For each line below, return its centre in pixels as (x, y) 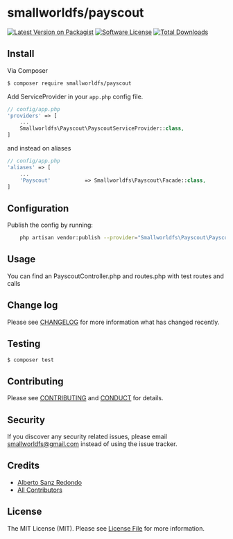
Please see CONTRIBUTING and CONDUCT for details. (85, 398)
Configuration (38, 208)
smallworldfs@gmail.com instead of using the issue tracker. (92, 444)
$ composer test (31, 360)
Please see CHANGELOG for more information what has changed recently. (113, 322)
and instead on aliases (39, 148)
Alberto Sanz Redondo (49, 482)
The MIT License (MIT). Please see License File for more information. (106, 528)
